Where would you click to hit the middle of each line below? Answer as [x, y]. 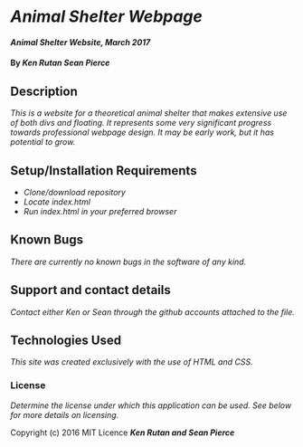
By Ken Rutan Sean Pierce [60, 63]
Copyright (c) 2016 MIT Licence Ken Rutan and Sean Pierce [123, 433]
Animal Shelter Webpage [106, 17]
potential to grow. [43, 142]
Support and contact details [90, 290]
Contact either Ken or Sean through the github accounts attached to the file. [152, 312]
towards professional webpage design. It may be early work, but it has [142, 132]
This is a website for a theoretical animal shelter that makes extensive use [149, 113]
